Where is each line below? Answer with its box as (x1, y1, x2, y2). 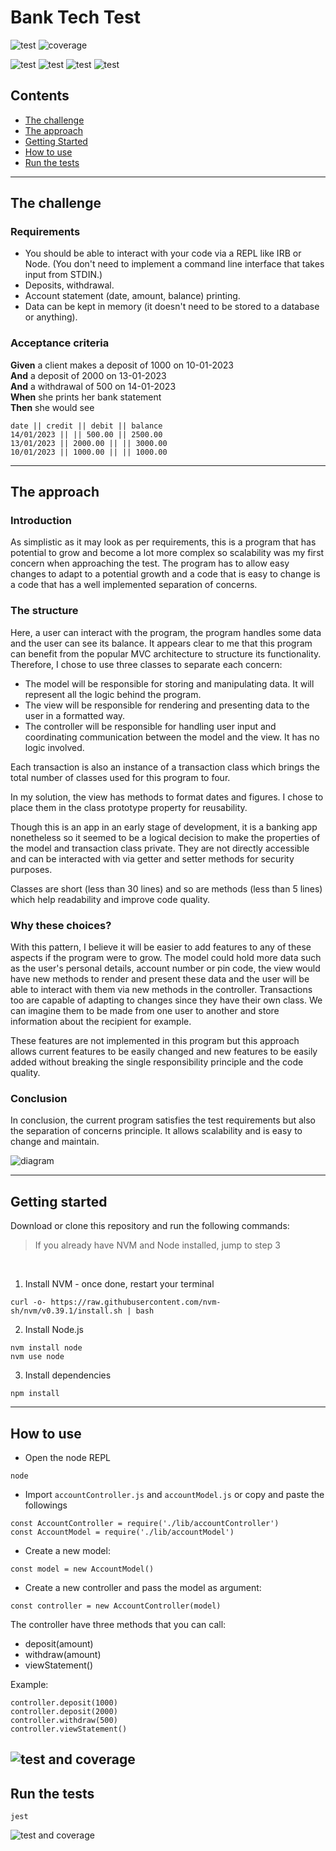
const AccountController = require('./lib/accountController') (10, 1518, 280, 1528)
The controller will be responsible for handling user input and (24, 720, 277, 732)
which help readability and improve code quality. (10, 893, 211, 905)
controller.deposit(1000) (10, 1697, 118, 1708)
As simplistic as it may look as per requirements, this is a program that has (10, 536, 317, 548)
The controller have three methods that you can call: (10, 1618, 227, 1630)
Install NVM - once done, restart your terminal (24, 1278, 215, 1290)
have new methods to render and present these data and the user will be (10, 973, 310, 985)
